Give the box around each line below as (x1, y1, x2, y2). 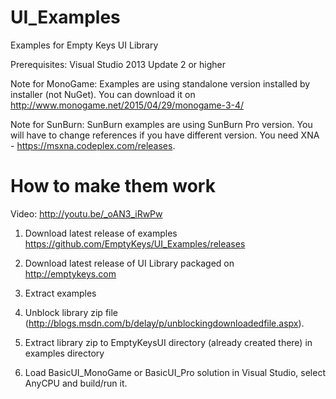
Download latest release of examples (24, 227, 178, 239)
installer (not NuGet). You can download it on (10, 88, 196, 100)
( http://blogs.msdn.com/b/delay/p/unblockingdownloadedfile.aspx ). (24, 317, 305, 329)
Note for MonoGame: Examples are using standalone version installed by (10, 77, 311, 90)
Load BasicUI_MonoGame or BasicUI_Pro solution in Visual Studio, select (24, 366, 326, 378)
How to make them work (10, 175, 216, 198)
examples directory (24, 347, 105, 359)
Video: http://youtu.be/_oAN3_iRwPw (10, 207, 163, 220)
